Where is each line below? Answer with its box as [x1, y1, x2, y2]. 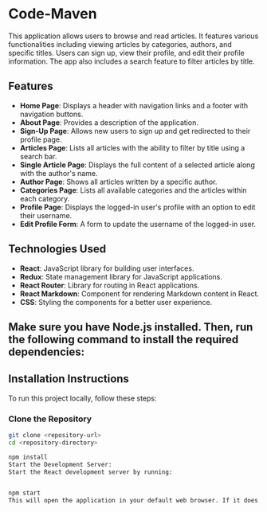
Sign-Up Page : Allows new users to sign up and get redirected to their [19, 126, 251, 135]
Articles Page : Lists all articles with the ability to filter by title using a [19, 143, 245, 152]
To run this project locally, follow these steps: [8, 393, 157, 403]
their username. [19, 210, 73, 220]
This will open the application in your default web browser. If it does [8, 497, 259, 505]
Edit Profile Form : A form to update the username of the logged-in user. [19, 219, 257, 229]
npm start [8, 489, 41, 498]
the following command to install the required [8, 332, 239, 346]
